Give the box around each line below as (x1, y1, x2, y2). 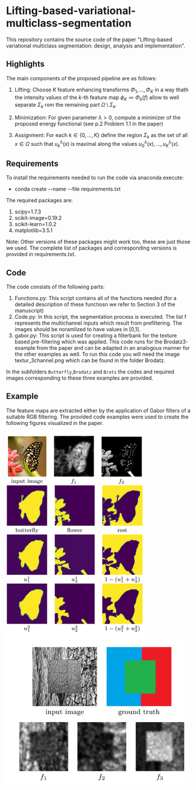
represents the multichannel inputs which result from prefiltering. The (14, 319, 183, 326)
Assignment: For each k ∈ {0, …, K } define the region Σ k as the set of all (14, 132, 188, 140)
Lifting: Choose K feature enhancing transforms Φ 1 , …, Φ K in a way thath (14, 86, 189, 94)
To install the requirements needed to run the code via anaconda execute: (6, 174, 184, 181)
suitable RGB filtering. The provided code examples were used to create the (6, 413, 189, 420)
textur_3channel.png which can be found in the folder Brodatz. (14, 357, 166, 364)
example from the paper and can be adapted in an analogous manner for (14, 345, 190, 352)
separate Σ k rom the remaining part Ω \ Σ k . (14, 101, 117, 110)
